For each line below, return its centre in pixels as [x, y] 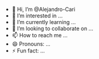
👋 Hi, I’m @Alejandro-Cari [43, 9]
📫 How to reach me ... [40, 35]
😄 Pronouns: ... [31, 44]
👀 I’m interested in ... [37, 16]
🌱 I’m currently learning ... [44, 22]
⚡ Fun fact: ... [28, 51]
